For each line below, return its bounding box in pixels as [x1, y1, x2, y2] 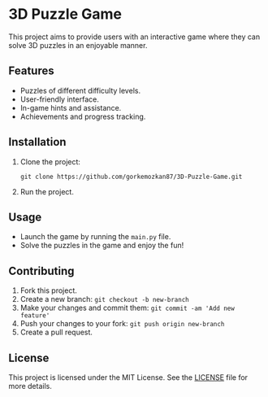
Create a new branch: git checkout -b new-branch [19, 294, 189, 304]
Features [8, 64, 54, 78]
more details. [8, 382, 53, 390]
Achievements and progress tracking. [19, 111, 146, 121]
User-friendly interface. [19, 94, 99, 104]
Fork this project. [19, 286, 77, 295]
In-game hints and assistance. [19, 103, 122, 112]
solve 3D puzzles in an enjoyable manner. [8, 40, 148, 50]
